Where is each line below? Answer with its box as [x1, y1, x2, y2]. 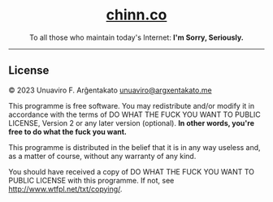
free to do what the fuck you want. [8, 127, 128, 136]
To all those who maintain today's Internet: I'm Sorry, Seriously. [29, 32, 244, 42]
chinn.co [106, 6, 167, 24]
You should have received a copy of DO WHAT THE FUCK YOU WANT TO [8, 166, 254, 176]
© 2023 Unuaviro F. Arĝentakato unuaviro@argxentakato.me [8, 85, 213, 95]
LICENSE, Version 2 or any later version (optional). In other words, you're [8, 118, 254, 127]
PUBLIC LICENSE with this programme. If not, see [8, 175, 175, 185]
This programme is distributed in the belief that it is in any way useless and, [8, 142, 262, 152]
